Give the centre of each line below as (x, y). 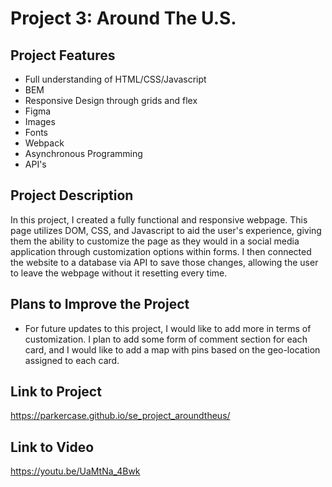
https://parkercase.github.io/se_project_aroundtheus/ (120, 416)
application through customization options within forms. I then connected (161, 251)
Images (40, 121)
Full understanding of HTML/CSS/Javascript (115, 79)
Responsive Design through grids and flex (111, 100)
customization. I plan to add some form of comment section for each (166, 339)
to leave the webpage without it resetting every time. (119, 273)
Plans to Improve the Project (100, 304)
